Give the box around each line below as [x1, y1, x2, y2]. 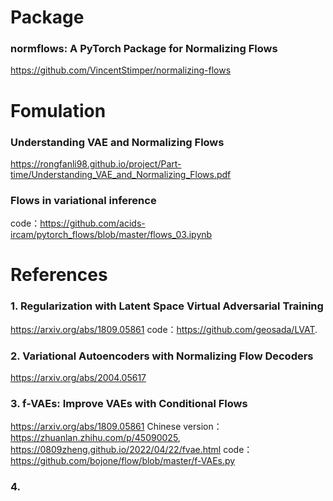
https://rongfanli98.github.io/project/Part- [10, 157, 182, 170]
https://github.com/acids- [39, 217, 146, 230]
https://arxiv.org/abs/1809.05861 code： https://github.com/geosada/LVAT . [10, 323, 318, 335]
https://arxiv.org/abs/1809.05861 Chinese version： [10, 421, 223, 433]
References [10, 264, 108, 286]
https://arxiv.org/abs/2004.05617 [10, 372, 147, 384]
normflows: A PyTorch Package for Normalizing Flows [10, 42, 278, 56]
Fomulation [10, 99, 107, 122]
